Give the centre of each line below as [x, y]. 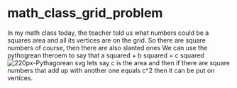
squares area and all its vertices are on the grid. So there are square [106, 40]
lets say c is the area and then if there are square [159, 62]
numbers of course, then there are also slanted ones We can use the [108, 48]
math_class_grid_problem [85, 13]
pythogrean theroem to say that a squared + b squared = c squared [106, 55]
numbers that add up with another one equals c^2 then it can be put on [111, 70]
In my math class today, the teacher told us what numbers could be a [108, 33]
